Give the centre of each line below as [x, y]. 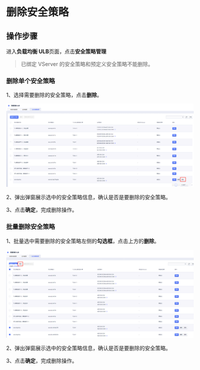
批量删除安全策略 [31, 227]
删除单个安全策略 [31, 81]
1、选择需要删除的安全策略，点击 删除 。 [54, 95]
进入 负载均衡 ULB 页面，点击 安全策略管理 [56, 51]
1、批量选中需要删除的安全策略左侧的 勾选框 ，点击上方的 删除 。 [83, 241]
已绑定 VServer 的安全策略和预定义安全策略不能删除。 [87, 64]
